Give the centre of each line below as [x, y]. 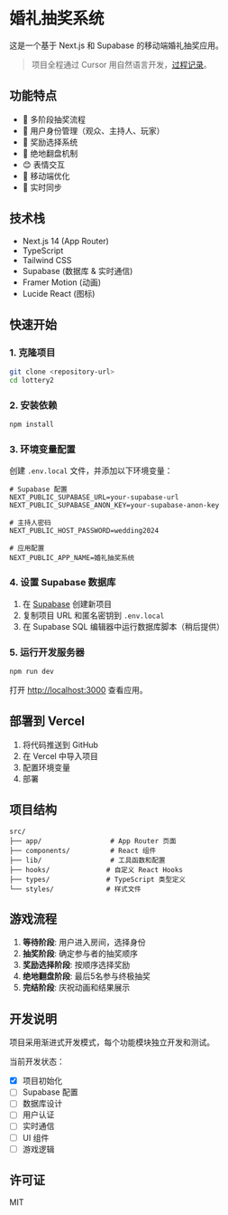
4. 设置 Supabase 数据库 [63, 583]
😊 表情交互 [44, 165]
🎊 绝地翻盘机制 [50, 153]
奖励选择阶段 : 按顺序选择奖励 [76, 965]
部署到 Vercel [47, 721]
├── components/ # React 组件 [83, 850]
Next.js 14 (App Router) [66, 241]
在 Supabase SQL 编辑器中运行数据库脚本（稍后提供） [123, 626]
